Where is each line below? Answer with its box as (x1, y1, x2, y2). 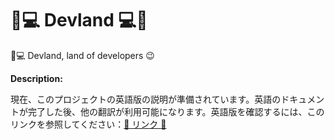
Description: (10, 72, 63, 84)
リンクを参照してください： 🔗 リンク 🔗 (10, 118, 167, 130)
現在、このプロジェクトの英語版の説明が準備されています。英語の (10, 93, 282, 105)
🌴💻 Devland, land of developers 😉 (10, 49, 155, 61)
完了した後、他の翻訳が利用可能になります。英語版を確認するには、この (27, 105, 325, 117)
